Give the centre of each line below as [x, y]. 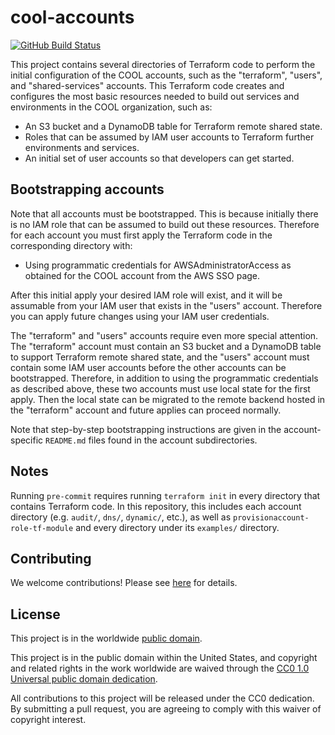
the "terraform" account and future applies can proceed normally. [146, 410]
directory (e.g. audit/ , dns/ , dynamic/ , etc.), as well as [121, 517]
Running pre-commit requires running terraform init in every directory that [165, 495]
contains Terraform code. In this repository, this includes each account [156, 506]
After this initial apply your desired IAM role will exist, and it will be [146, 295]
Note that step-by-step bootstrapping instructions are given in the [146, 429]
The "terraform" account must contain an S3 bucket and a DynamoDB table [166, 346]
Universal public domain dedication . [84, 679]
